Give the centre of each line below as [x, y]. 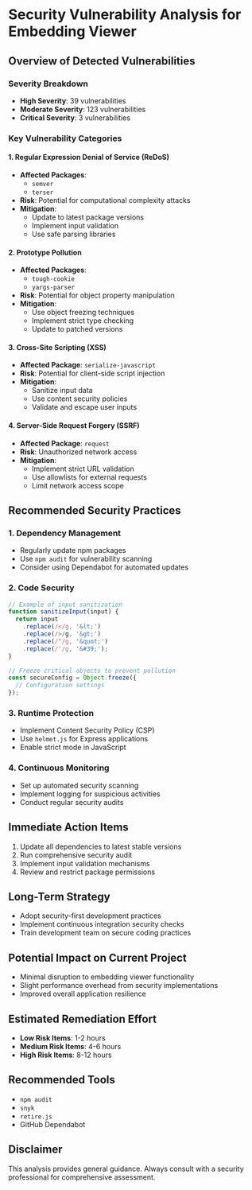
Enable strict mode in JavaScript [73, 747]
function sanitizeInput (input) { [64, 612]
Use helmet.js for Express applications [84, 739]
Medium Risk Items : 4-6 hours [70, 1046]
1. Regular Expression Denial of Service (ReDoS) [89, 157]
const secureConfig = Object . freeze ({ [72, 678]
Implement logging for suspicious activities [90, 794]
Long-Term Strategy [59, 896]
